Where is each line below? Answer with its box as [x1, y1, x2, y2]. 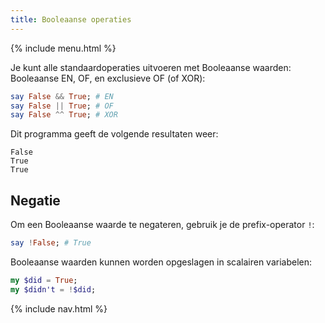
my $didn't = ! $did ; [10, 284, 97, 295]
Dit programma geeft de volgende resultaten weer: [10, 128, 219, 140]
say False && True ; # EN [10, 91, 114, 101]
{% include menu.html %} [10, 42, 117, 54]
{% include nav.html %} [10, 302, 108, 315]
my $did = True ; [10, 275, 78, 285]
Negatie [10, 192, 61, 209]
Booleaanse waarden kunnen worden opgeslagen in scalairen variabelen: [10, 256, 313, 268]
